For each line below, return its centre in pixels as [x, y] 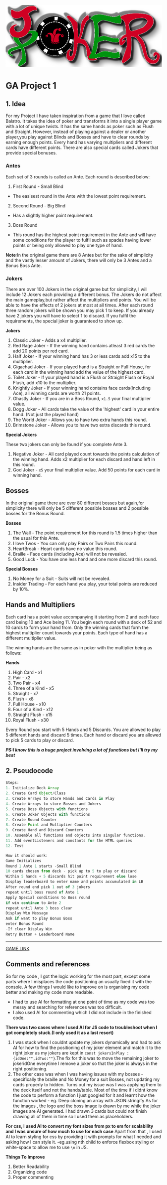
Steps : [12, 783]
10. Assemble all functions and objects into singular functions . [76, 835]
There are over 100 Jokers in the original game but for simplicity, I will [77, 289]
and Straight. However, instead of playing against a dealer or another [76, 132]
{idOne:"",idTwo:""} [34, 1058]
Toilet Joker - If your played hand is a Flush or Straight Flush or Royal [83, 377]
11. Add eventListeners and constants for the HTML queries [69, 841]
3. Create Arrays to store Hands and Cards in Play [60, 799]
